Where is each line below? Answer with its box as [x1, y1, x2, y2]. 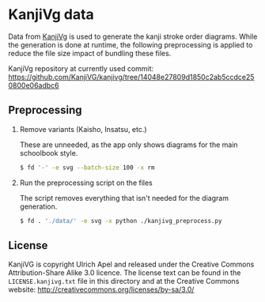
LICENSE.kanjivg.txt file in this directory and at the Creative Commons [8, 277, 240, 286]
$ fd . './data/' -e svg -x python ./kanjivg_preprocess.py [19, 217, 222, 225]
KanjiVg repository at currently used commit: [8, 63, 154, 73]
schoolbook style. [19, 148, 78, 157]
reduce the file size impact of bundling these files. [8, 48, 172, 58]
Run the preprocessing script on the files [19, 178, 153, 187]
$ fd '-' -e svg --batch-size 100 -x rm [19, 164, 155, 172]
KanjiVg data [8, 6, 95, 24]
